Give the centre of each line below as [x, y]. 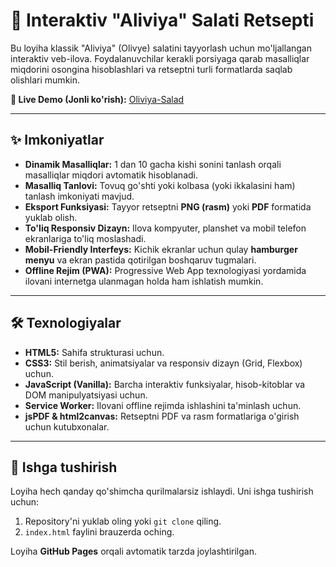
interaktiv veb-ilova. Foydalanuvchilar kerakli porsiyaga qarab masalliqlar [160, 58]
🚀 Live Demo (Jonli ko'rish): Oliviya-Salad [97, 99]
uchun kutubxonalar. [67, 426]
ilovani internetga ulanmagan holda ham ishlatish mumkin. [144, 281]
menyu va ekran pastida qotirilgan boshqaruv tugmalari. [140, 260]
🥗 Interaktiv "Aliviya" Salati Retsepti [162, 20]
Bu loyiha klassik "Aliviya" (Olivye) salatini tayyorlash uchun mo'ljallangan [161, 48]
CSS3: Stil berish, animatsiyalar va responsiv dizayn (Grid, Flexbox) [163, 363]
